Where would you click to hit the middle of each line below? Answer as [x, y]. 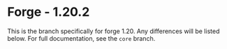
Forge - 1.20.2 [49, 12]
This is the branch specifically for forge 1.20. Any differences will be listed [113, 31]
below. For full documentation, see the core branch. [81, 38]
